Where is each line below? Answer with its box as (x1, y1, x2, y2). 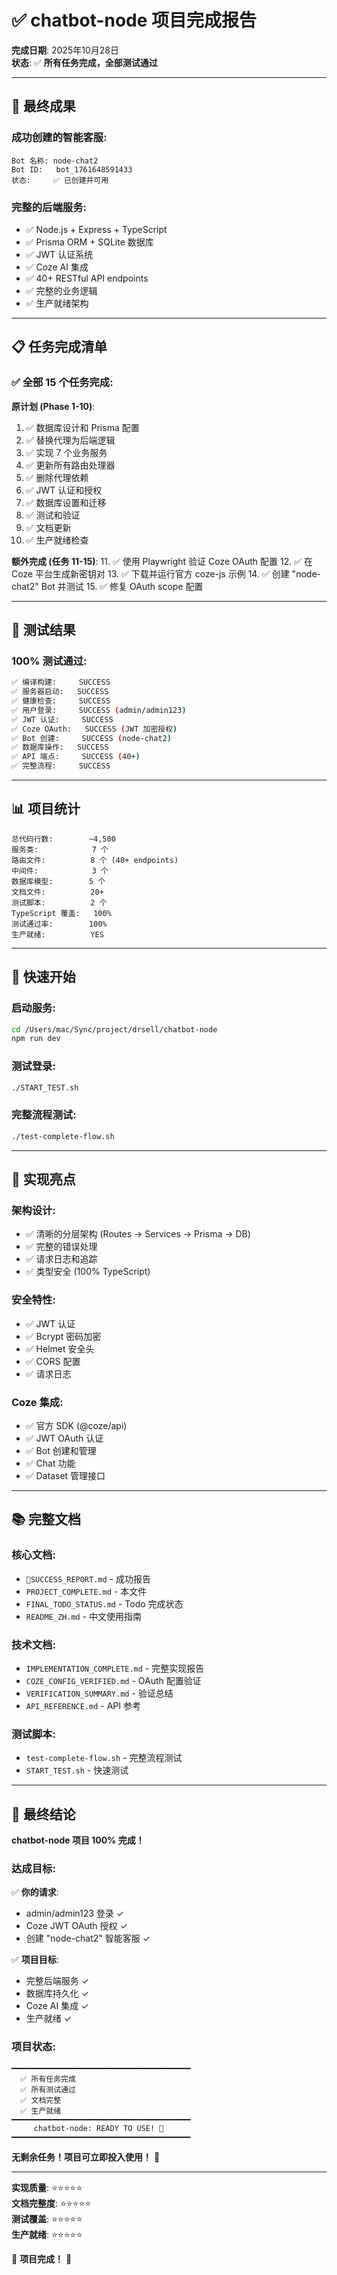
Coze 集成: (11, 1395, 64, 1409)
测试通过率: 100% (11, 919, 108, 929)
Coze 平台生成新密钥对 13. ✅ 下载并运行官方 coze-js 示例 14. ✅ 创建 (11, 567, 290, 580)
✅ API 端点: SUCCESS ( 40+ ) (11, 752, 141, 762)
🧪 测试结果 (11, 622, 76, 638)
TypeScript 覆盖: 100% (11, 908, 112, 918)
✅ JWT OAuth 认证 (25, 1432, 104, 1444)
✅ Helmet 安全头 (25, 1342, 95, 1355)
